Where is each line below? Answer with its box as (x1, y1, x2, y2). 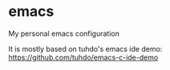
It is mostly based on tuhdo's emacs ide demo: (8, 44, 163, 53)
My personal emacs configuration (8, 29, 120, 38)
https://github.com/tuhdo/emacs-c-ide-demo (8, 52, 159, 62)
